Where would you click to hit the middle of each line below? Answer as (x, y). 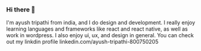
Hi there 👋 (21, 10)
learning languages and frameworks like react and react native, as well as (97, 29)
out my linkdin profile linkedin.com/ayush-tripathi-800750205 (82, 42)
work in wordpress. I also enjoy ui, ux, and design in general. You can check (100, 35)
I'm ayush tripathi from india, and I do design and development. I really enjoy (101, 23)
